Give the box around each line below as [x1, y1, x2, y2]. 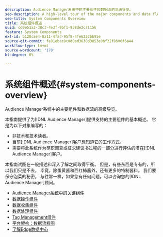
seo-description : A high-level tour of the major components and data [5, 12, 151, 17]
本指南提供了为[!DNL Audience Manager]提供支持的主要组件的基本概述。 [5, 117, 151, 122]
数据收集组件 [12, 202, 38, 208]
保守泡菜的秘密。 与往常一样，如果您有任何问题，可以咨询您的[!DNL [5, 173, 141, 180]
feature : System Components [5, 30, 62, 34]
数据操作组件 [12, 196, 38, 202]
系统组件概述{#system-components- [5, 79, 156, 90]
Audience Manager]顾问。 [5, 180, 58, 186]
